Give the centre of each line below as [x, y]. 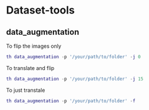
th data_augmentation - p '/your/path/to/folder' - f [71, 101]
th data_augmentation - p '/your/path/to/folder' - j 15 [75, 79]
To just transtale [26, 90]
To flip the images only [34, 46]
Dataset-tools [40, 10]
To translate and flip [30, 68]
